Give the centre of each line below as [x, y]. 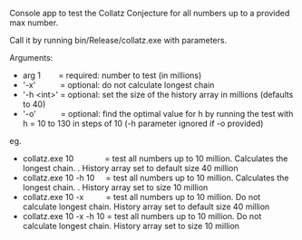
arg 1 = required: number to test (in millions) [112, 75]
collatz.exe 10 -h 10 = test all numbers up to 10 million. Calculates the [156, 178]
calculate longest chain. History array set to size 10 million [131, 226]
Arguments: [31, 58]
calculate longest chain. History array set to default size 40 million [146, 206]
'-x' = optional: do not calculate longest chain [118, 85]
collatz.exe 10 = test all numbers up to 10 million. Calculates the [155, 158]
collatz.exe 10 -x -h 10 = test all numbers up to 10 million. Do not [142, 216]
